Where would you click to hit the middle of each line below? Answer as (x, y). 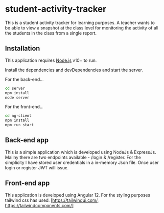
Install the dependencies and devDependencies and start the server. (74, 70)
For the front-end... (24, 107)
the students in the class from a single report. (51, 33)
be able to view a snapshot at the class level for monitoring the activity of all (82, 27)
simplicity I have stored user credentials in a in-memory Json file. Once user (82, 162)
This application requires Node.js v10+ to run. (51, 60)
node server (17, 97)
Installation (23, 48)
